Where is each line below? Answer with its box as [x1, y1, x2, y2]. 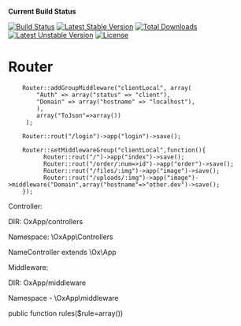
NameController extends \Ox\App [8, 247, 117, 257]
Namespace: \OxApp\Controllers [8, 232, 114, 242]
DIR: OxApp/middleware [8, 278, 87, 287]
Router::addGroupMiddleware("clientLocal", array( [22, 84, 192, 92]
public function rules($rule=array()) [8, 308, 124, 318]
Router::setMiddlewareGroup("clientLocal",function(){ [22, 146, 206, 154]
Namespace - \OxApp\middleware [8, 293, 119, 302]
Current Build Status [8, 7, 76, 16]
